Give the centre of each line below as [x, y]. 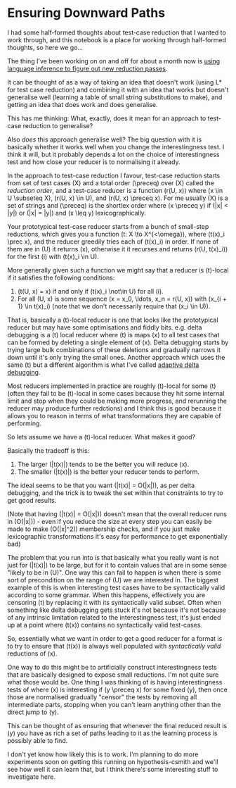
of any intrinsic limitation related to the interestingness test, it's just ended [114, 617]
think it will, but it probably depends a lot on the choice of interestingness [113, 154]
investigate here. [32, 777]
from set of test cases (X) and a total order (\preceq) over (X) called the [111, 183]
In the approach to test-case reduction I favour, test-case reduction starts [114, 175]
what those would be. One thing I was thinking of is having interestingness [115, 682]
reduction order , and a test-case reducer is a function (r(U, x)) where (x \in [115, 190]
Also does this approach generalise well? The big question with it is [105, 139]
